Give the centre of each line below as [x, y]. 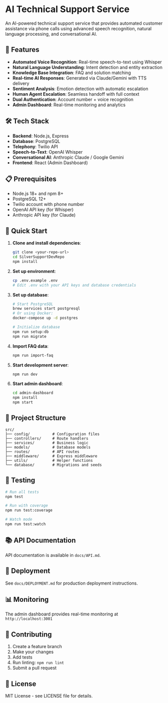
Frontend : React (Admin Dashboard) [50, 163]
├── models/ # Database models [48, 447]
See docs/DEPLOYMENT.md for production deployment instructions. [71, 583]
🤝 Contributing [29, 634]
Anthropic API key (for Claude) [44, 215]
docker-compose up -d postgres [45, 318]
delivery [21, 83]
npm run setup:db [31, 332]
